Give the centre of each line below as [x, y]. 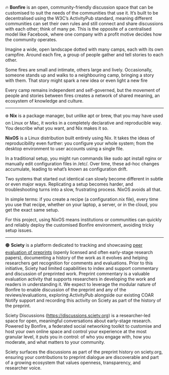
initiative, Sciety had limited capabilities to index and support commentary [82, 268]
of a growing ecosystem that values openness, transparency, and [73, 362]
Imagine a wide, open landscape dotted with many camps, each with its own [84, 49]
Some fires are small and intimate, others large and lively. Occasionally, [79, 70]
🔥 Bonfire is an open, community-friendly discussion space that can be [79, 7]
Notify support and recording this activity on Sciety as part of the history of [83, 300]
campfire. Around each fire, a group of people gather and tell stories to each [84, 55]
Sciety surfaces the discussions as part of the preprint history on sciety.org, [84, 352]
